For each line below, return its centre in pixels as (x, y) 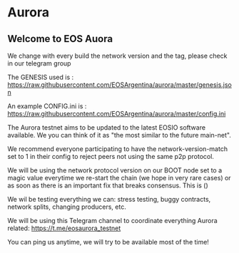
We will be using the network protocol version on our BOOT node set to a (115, 170)
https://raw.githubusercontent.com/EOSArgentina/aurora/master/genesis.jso (119, 85)
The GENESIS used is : (40, 77)
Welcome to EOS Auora (60, 39)
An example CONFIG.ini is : (47, 106)
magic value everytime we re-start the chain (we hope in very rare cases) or (119, 178)
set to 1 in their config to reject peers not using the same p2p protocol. (111, 156)
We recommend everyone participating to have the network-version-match (118, 149)
